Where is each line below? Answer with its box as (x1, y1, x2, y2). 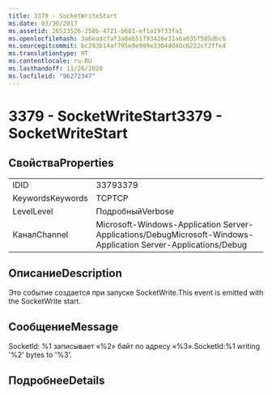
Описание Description (8, 266, 123, 280)
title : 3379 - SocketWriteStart (8, 11, 117, 20)
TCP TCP (96, 192, 129, 203)
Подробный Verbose (96, 206, 174, 217)
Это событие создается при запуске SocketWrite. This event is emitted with (8, 288, 264, 298)
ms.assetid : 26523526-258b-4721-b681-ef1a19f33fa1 (8, 27, 183, 35)
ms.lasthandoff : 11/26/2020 (8, 65, 104, 73)
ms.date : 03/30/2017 (8, 19, 79, 28)
